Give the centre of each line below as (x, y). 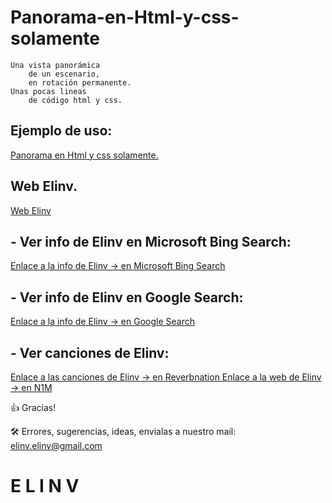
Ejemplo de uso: (61, 131)
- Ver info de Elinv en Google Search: (127, 297)
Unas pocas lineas (48, 91)
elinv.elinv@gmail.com (56, 445)
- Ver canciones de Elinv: (90, 352)
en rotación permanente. (80, 82)
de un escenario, (64, 74)
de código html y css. (75, 100)
